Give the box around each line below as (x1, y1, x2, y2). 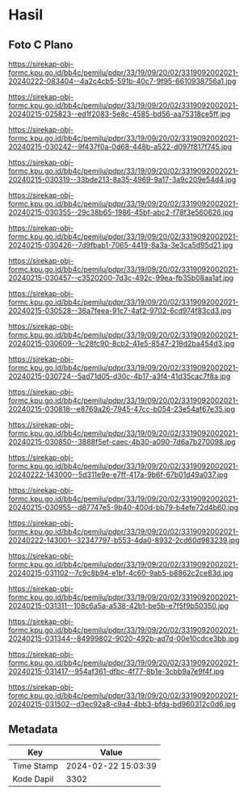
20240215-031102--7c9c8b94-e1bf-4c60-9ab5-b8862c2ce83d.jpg (8, 568, 233, 578)
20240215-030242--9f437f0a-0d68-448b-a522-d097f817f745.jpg (8, 142, 233, 151)
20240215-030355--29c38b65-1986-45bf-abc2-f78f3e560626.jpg (8, 207, 234, 217)
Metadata (8, 722, 58, 736)
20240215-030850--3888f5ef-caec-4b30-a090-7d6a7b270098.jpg (8, 437, 236, 446)
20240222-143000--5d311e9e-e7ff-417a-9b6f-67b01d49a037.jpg (8, 470, 228, 479)
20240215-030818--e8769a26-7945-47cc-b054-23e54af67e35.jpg (8, 404, 236, 413)
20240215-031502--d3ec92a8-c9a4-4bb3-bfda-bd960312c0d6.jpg (8, 700, 236, 709)
